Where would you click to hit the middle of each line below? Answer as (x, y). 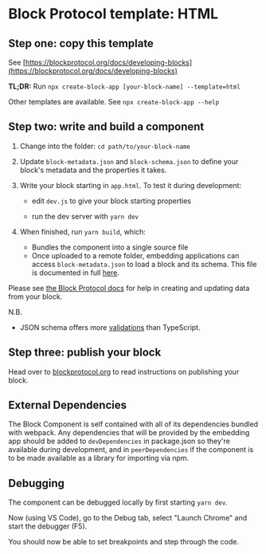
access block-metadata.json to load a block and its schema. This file (144, 264)
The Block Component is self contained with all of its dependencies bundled (133, 424)
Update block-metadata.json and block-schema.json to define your (129, 161)
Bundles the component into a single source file (110, 247)
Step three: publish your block (85, 353)
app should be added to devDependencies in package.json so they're (119, 441)
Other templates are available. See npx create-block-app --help (114, 102)
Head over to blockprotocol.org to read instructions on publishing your (124, 371)
